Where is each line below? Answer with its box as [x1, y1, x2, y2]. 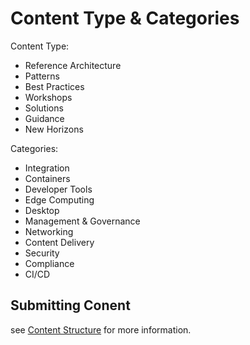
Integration [24, 162, 70, 174]
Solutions [24, 102, 64, 114]
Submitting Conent [10, 297, 131, 314]
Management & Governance [24, 215, 141, 227]
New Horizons [24, 123, 84, 135]
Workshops [24, 91, 73, 103]
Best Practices [24, 80, 85, 92]
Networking [24, 225, 74, 237]
